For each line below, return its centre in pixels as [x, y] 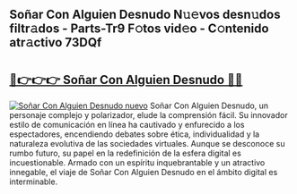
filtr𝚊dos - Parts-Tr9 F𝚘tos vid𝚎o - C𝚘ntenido [139, 29]
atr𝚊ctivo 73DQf [56, 42]
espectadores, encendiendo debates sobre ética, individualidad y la [135, 134]
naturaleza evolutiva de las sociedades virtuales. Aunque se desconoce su [147, 143]
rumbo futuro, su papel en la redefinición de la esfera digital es [126, 153]
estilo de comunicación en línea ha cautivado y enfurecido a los [127, 125]
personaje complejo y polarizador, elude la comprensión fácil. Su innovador [149, 115]
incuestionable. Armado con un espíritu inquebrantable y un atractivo [137, 163]
